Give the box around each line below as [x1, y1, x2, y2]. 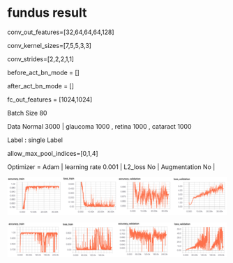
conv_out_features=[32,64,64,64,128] [7, 28, 114, 36]
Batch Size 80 [7, 109, 47, 117]
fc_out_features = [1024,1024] [7, 95, 93, 104]
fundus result [7, 5, 87, 21]
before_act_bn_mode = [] [7, 68, 80, 77]
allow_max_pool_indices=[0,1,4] [7, 149, 99, 157]
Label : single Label [7, 136, 63, 144]
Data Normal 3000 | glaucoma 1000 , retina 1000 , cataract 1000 [7, 122, 192, 130]
